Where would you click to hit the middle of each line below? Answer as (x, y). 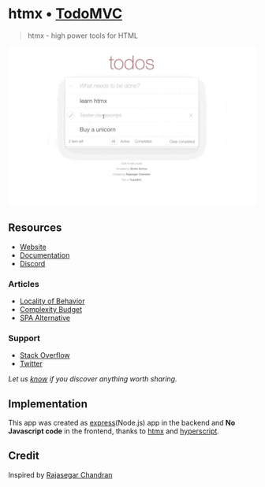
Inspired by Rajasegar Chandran (60, 474)
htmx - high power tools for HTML (82, 35)
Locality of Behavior (52, 301)
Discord (32, 263)
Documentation (45, 255)
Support (24, 338)
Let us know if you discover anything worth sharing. (93, 379)
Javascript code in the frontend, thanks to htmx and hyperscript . (114, 431)
